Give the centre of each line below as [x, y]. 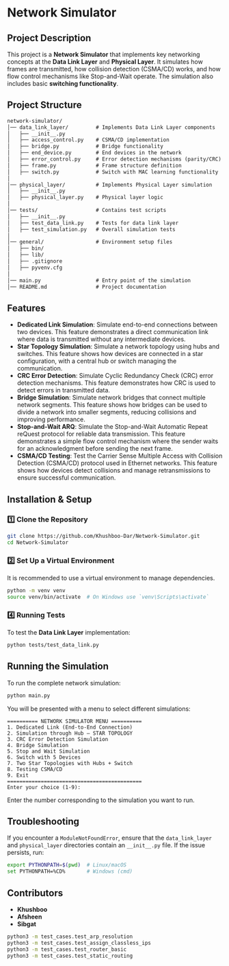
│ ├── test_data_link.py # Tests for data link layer [93, 223]
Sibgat [26, 923]
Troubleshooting [43, 821]
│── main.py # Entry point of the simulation [99, 280]
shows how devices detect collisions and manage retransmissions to [113, 471]
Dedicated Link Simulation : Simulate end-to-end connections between [117, 325]
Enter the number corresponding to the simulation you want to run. [101, 800]
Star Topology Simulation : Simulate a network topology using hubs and [118, 346]
